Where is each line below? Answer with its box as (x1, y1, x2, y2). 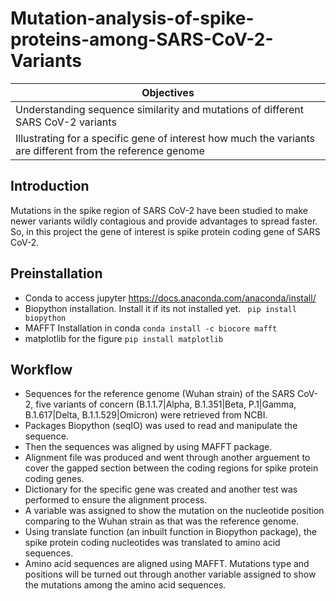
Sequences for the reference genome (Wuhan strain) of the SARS (24, 388, 295, 400)
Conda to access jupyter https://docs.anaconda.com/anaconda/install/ (24, 292, 317, 304)
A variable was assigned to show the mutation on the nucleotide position (24, 505, 325, 517)
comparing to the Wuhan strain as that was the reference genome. (24, 515, 300, 527)
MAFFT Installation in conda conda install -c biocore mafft (24, 322, 278, 334)
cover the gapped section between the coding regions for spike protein (24, 462, 319, 474)
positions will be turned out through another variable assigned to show (24, 568, 317, 581)
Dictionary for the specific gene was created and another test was (24, 483, 298, 496)
